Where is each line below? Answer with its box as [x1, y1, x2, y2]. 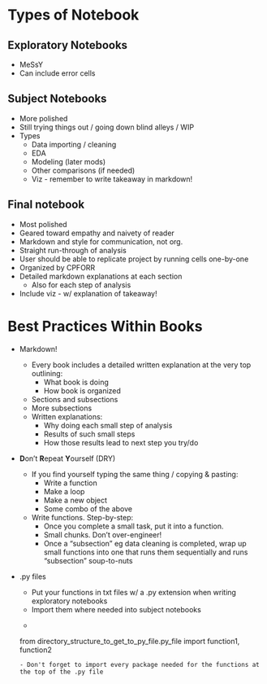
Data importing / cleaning [31, 139, 117, 149]
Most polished [19, 219, 67, 229]
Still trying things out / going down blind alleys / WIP [19, 122, 195, 132]
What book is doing [43, 377, 109, 387]
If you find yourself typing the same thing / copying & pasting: [31, 469, 239, 479]
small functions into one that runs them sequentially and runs [43, 547, 248, 557]
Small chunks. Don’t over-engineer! [43, 529, 162, 539]
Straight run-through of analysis [19, 245, 127, 255]
